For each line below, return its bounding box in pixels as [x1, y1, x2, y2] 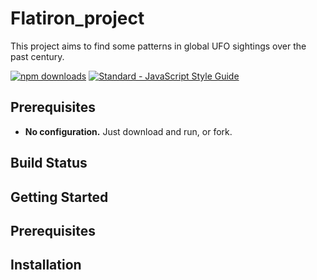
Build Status [10, 155, 88, 172]
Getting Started [10, 188, 109, 206]
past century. [10, 50, 65, 62]
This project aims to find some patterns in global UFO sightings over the [10, 40, 307, 52]
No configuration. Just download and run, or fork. [24, 125, 233, 137]
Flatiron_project [10, 7, 145, 30]
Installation [10, 257, 82, 274]
